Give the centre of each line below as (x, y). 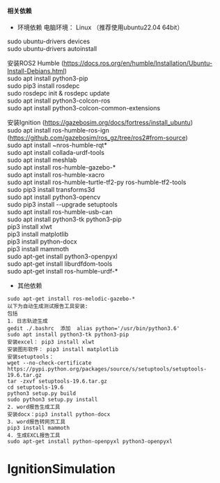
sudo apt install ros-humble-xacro (56, 175)
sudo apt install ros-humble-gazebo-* (62, 168)
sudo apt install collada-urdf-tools (56, 153)
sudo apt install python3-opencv (54, 197)
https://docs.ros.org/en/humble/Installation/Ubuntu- (138, 64)
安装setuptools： (31, 357)
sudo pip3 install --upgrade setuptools (63, 205)
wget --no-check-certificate (49, 363)
